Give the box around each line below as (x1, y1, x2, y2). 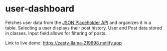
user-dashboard (5, 3, 75, 14)
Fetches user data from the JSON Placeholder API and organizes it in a (5, 19, 151, 25)
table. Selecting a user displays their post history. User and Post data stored (5, 24, 162, 30)
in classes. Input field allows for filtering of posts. (5, 30, 107, 36)
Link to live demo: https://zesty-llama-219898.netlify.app (5, 39, 122, 45)
